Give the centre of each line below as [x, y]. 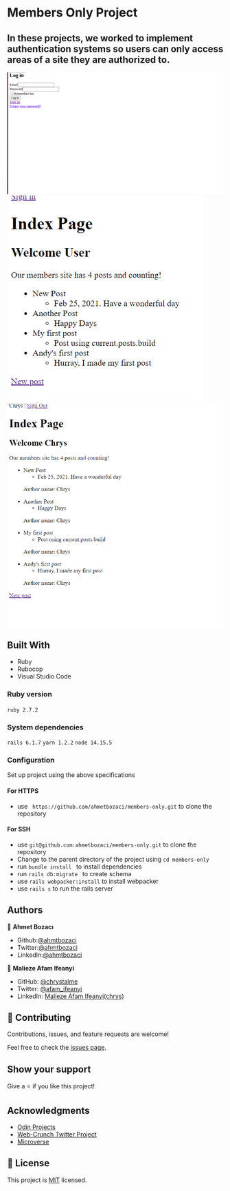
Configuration [31, 760]
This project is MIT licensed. [47, 1180]
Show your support [49, 1069]
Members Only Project [72, 13]
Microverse [33, 1142]
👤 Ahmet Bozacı [30, 926]
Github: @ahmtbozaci [47, 940]
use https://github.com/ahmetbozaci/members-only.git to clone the [115, 806]
